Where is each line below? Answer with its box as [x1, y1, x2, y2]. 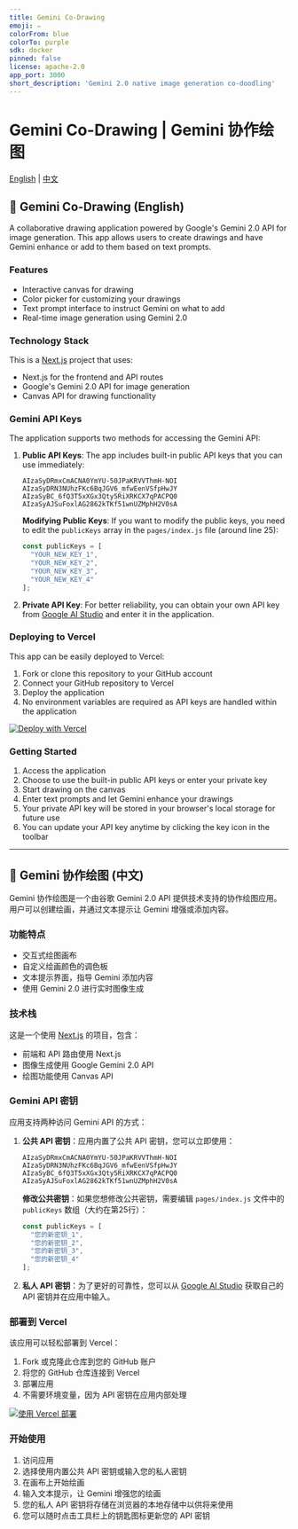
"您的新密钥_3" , [30, 1247, 84, 1256]
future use [21, 812, 60, 823]
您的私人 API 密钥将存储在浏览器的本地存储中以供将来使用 [21, 1499, 234, 1509]
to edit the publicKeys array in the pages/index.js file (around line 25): [21, 525, 279, 536]
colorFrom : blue [9, 29, 69, 38]
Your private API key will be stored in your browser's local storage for [21, 804, 276, 814]
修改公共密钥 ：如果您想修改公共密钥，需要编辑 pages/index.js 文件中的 [21, 1193, 285, 1204]
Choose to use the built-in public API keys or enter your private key [21, 775, 268, 786]
